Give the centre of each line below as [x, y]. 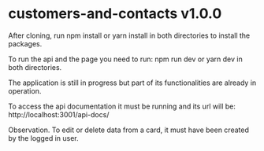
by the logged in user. [43, 138]
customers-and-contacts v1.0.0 [115, 14]
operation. [25, 90]
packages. [25, 43]
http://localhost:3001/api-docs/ [59, 114]
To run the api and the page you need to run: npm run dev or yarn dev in [125, 59]
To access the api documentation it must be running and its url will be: [122, 106]
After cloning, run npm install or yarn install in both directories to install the [129, 35]
